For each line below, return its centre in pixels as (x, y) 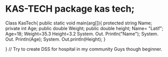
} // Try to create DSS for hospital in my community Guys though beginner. (84, 49)
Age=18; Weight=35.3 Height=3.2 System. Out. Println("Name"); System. (82, 34)
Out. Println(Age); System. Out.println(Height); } (56, 39)
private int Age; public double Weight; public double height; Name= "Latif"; (85, 28)
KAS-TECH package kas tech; (70, 9)
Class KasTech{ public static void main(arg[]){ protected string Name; (79, 23)
